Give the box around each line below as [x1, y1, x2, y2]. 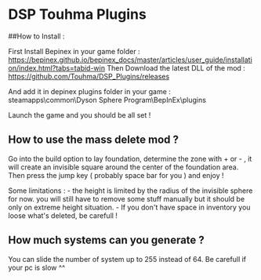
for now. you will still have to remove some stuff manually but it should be [8, 194, 245, 203]
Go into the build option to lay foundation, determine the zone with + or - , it [8, 154, 252, 163]
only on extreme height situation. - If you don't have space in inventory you [8, 202, 251, 212]
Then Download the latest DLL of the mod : [107, 63, 245, 72]
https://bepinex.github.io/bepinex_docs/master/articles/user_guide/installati [8, 55, 252, 64]
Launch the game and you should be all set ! [8, 110, 151, 119]
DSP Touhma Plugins [8, 5, 147, 24]
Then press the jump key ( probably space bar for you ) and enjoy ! [8, 170, 224, 180]
